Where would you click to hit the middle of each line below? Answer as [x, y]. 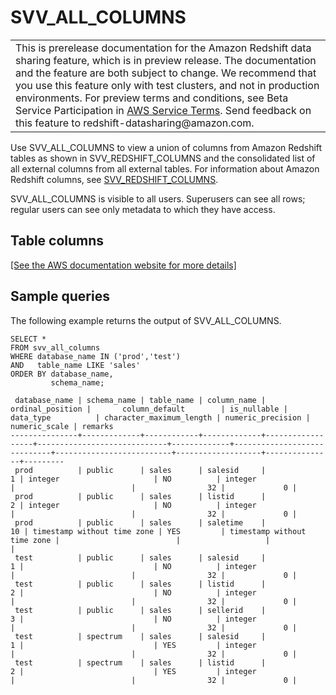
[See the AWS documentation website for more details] [123, 265]
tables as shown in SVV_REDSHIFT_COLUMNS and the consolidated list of [163, 158]
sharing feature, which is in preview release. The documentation [166, 60]
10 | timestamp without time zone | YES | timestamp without [158, 531]
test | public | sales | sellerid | [140, 610]
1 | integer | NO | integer [133, 479]
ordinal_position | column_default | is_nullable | [149, 409]
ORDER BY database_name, [62, 374]
